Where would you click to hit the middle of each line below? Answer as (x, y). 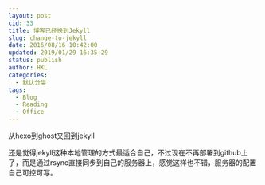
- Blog (26, 97)
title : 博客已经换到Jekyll (49, 30)
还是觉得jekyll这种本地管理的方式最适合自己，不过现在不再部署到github (125, 153)
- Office (30, 112)
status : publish (35, 61)
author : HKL (28, 68)
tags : (17, 90)
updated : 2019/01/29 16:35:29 (58, 53)
